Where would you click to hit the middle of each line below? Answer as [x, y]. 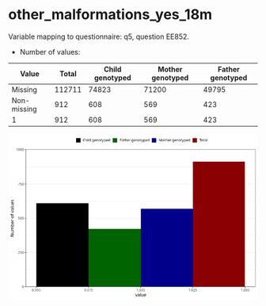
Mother [170, 70]
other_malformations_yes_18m [110, 15]
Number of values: [50, 52]
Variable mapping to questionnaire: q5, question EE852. [99, 36]
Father [228, 70]
